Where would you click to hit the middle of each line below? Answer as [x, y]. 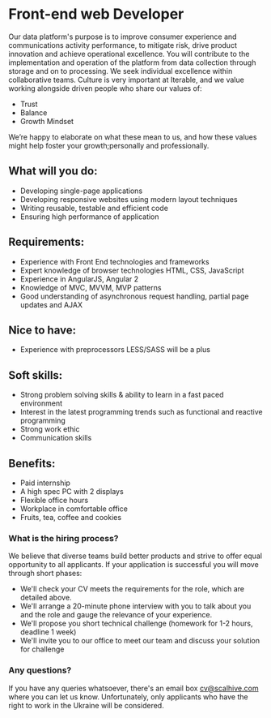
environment [41, 403]
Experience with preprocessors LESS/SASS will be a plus [115, 350]
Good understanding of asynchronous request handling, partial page [134, 296]
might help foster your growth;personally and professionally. [109, 145]
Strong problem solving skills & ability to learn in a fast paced [122, 395]
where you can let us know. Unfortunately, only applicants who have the [128, 697]
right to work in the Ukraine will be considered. [86, 705]
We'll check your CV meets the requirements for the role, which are [132, 589]
